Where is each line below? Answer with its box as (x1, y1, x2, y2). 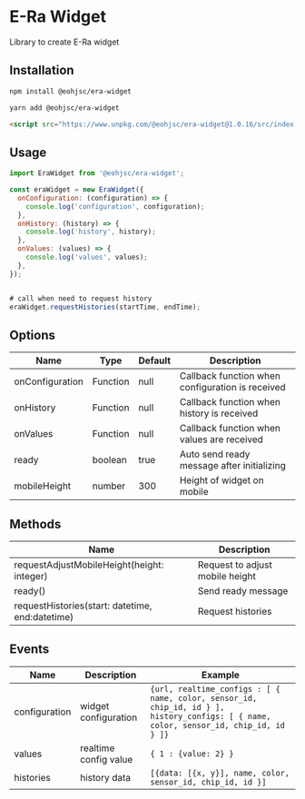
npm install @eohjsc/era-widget (9, 86, 132, 96)
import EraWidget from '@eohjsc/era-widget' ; (9, 169, 184, 178)
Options (9, 327, 56, 342)
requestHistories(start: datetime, (14, 599, 152, 612)
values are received (179, 433, 263, 446)
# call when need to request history (9, 293, 152, 303)
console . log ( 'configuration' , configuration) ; (25, 202, 205, 211)
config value (80, 753, 133, 765)
